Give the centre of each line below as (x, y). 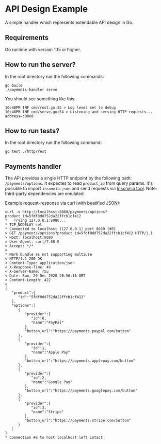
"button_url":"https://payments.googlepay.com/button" (81, 391)
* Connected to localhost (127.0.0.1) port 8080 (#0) (61, 229)
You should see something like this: (40, 99)
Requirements (27, 38)
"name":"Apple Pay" (50, 353)
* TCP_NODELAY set (24, 225)
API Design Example (47, 9)
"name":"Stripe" (47, 412)
